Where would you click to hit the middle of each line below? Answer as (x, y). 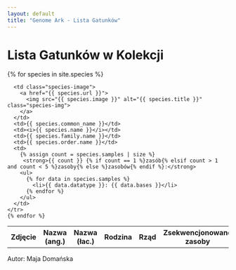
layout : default (31, 14)
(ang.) (55, 241)
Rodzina (118, 237)
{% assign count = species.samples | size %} (88, 155)
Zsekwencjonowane (197, 233)
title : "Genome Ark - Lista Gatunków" (64, 20)
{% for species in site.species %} (55, 74)
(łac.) (86, 241)
